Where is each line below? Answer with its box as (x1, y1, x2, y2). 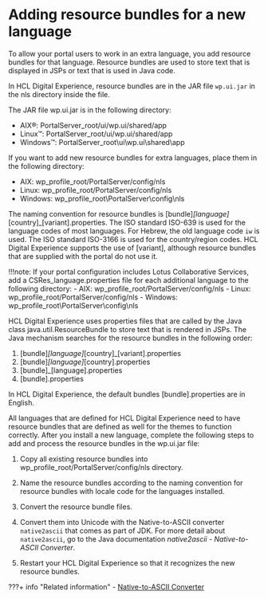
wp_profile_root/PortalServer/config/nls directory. (19, 462, 183, 472)
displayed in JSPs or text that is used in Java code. (8, 65, 175, 75)
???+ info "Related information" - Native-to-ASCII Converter (8, 581, 205, 591)
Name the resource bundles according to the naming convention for (19, 478, 243, 487)
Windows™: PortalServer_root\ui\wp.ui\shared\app (19, 137, 185, 147)
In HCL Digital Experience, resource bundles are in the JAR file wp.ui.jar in (8, 81, 255, 91)
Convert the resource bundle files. (19, 502, 133, 511)
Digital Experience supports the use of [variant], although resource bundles (8, 243, 257, 253)
